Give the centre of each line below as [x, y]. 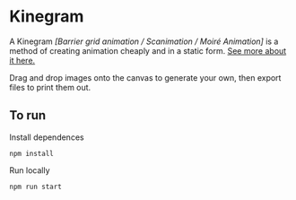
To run [28, 115]
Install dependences [47, 137]
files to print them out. [50, 87]
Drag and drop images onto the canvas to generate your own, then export [145, 77]
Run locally [30, 170]
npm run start [36, 187]
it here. [22, 60]
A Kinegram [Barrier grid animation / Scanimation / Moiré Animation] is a [144, 41]
